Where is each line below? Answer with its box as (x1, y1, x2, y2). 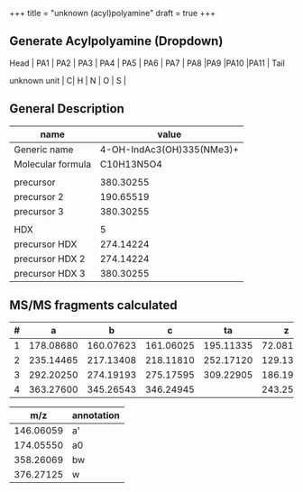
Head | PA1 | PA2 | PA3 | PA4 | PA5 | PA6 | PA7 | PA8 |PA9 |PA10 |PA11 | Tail (9, 58, 286, 68)
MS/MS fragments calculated (9, 297, 178, 314)
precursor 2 (14, 190, 65, 203)
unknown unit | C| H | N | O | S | (9, 75, 127, 86)
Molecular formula (14, 158, 92, 170)
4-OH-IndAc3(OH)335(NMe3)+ (99, 143, 239, 156)
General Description (9, 101, 124, 116)
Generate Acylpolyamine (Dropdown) (9, 33, 224, 49)
